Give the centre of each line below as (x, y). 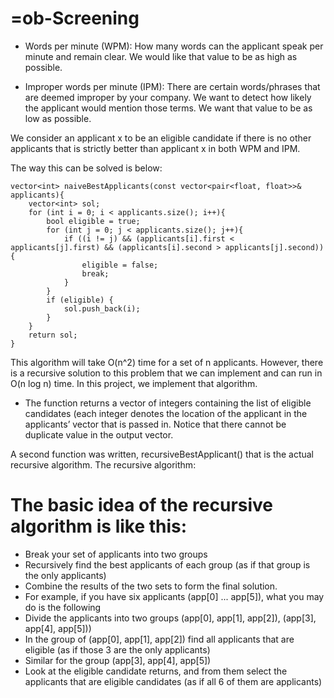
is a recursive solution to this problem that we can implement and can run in (166, 373)
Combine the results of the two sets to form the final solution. (151, 586)
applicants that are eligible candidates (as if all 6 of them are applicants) (173, 681)
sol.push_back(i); (102, 308)
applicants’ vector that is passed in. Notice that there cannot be (155, 424)
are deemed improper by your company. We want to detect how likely (168, 97)
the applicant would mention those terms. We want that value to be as (168, 108)
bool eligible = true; (93, 221)
